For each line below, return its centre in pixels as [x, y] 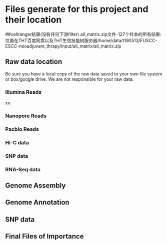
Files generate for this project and [77, 9]
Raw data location [34, 62]
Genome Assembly [35, 186]
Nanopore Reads [26, 116]
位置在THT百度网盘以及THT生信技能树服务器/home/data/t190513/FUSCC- [81, 40]
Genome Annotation [37, 202]
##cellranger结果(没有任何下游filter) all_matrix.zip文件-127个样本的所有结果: [83, 34]
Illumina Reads [23, 92]
